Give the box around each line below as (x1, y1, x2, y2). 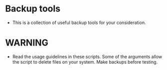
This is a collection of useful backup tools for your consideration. (12, 19, 146, 25)
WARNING (5, 37, 48, 48)
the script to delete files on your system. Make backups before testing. (12, 58, 158, 65)
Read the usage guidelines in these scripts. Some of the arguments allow (12, 53, 163, 59)
